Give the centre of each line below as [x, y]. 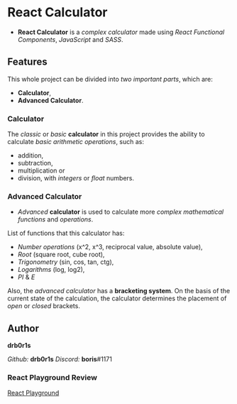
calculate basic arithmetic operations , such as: [76, 142]
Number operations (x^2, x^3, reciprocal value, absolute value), [110, 247]
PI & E [26, 277]
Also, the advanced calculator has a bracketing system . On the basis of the [119, 291]
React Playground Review [53, 378]
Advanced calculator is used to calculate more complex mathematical [121, 212]
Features [27, 62]
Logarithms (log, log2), [51, 270]
